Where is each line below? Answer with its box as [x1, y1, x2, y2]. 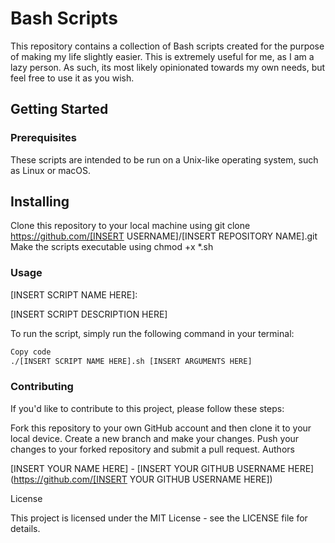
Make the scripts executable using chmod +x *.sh [10, 241, 214, 253]
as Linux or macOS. [10, 164, 92, 176]
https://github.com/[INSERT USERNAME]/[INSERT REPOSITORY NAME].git [10, 230, 318, 242]
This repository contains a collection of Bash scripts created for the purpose [10, 40, 325, 52]
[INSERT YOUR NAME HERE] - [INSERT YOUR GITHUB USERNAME [10, 462, 286, 474]
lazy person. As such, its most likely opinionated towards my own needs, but [10, 61, 326, 73]
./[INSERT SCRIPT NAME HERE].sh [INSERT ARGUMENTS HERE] [10, 356, 253, 366]
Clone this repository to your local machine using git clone [10, 220, 251, 232]
